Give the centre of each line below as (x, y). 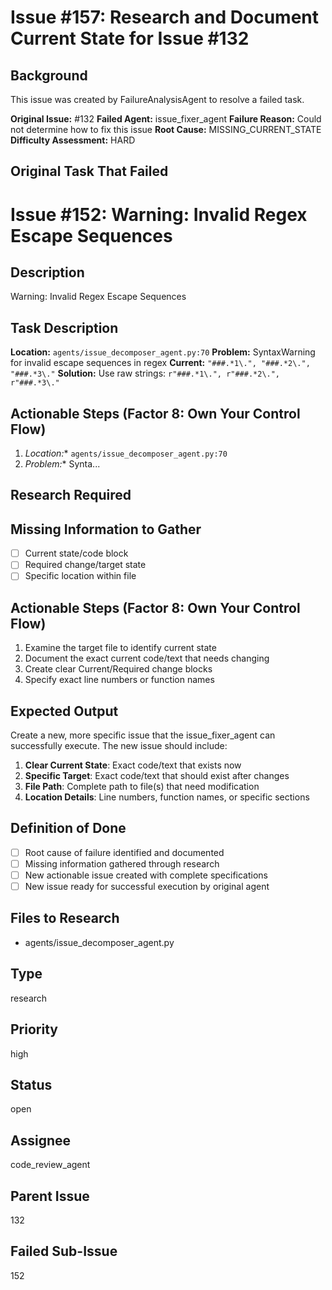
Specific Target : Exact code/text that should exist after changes (157, 776)
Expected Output (64, 711)
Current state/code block (76, 553)
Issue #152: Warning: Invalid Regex (159, 214)
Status (31, 1084)
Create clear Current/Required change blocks (118, 669)
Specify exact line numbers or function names (119, 680)
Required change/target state (85, 565)
